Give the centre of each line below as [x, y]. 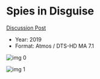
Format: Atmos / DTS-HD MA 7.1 [55, 46]
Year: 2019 [28, 39]
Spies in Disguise [50, 11]
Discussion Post [26, 28]
